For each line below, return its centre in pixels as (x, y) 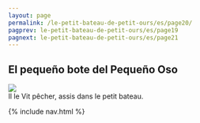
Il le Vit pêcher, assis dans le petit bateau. (76, 96)
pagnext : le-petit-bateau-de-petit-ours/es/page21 (93, 37)
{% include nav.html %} (47, 112)
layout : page (30, 15)
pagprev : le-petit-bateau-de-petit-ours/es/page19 (93, 30)
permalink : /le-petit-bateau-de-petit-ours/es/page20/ (100, 23)
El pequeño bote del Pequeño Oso (93, 69)
